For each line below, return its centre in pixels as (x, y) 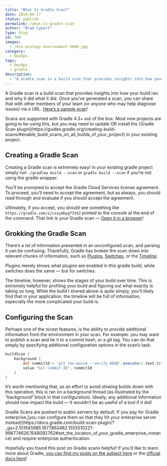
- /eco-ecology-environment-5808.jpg (49, 47)
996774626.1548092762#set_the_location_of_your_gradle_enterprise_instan (83, 433)
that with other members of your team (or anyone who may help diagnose (81, 103)
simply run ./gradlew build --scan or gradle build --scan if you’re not (78, 172)
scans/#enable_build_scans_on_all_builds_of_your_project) (65, 134)
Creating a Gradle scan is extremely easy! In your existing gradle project (79, 167)
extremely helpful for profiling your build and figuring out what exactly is (79, 286)
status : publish (22, 19)
